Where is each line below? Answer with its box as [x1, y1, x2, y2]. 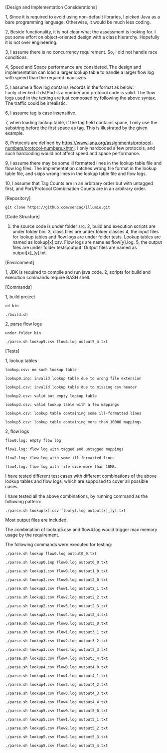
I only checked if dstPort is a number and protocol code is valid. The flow [5, 90, 156, 95]
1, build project [5, 294, 35, 300]
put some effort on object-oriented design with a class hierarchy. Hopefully [5, 34, 160, 40]
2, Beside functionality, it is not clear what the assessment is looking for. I [5, 29, 156, 34]
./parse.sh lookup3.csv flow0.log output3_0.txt [5, 621, 108, 626]
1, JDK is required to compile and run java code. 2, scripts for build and [5, 269, 151, 275]
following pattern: [5, 499, 41, 504]
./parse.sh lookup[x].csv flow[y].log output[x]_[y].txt [5, 508, 126, 513]
